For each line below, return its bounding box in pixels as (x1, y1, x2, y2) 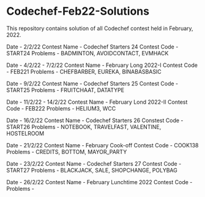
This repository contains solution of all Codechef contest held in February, (6, 25, 194, 32)
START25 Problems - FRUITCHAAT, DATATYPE (6, 86, 124, 93)
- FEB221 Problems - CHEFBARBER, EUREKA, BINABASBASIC (6, 68, 162, 75)
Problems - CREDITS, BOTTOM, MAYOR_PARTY (6, 148, 127, 155)
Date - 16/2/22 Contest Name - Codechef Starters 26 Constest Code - (6, 117, 184, 124)
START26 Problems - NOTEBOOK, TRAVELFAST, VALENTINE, (6, 123, 162, 130)
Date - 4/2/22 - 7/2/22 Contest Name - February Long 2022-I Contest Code (6, 61, 198, 69)
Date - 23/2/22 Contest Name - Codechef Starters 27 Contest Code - (6, 160, 182, 167)
